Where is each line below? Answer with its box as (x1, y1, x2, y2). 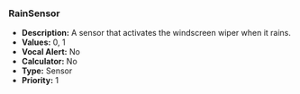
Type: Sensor (21, 65, 73, 76)
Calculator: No (21, 56, 77, 67)
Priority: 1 (21, 75, 59, 86)
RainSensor (8, 7, 60, 20)
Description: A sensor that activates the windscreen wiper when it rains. (21, 28, 292, 38)
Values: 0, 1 (21, 37, 67, 47)
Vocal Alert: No (21, 47, 80, 57)
